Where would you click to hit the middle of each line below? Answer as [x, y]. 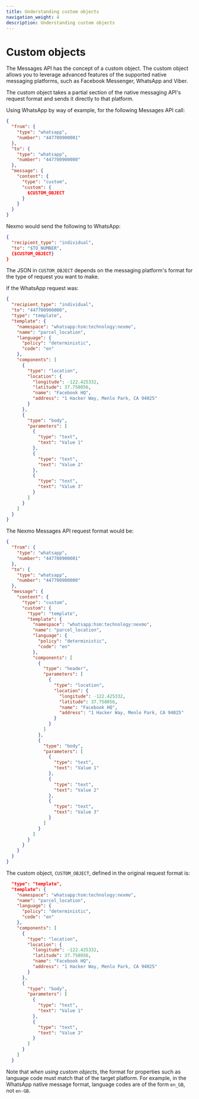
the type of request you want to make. [53, 277]
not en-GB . [18, 1090]
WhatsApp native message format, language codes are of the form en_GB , [96, 1084]
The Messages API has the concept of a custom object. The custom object [97, 68]
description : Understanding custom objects [61, 23]
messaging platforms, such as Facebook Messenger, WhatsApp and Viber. [97, 81]
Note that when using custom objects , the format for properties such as [94, 1072]
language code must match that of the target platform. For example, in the [96, 1078]
